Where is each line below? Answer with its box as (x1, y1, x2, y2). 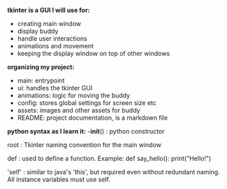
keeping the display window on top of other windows (17, 49, 170, 57)
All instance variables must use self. (7, 175, 110, 183)
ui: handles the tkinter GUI (17, 84, 93, 92)
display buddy (17, 27, 59, 35)
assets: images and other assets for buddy (17, 106, 141, 114)
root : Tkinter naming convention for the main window (7, 141, 162, 149)
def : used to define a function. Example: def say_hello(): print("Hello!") (7, 154, 212, 162)
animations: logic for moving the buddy (17, 91, 131, 99)
